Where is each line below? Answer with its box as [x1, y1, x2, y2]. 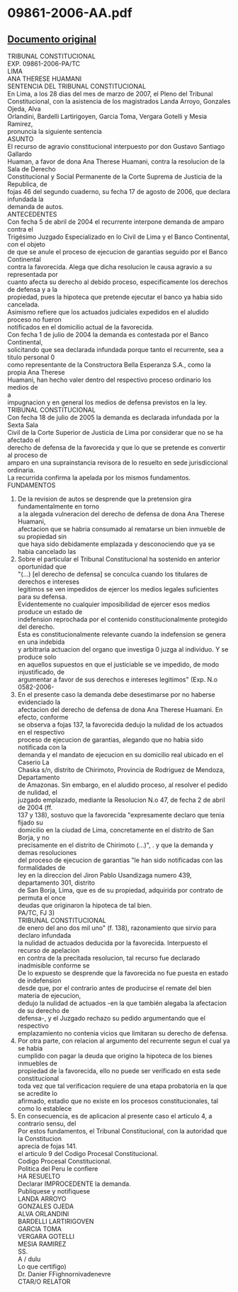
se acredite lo [17, 1089, 58, 1097]
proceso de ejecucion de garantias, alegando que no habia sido [17, 735, 204, 744]
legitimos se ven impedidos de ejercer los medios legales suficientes [17, 585, 219, 593]
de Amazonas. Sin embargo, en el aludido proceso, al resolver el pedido [17, 781, 228, 789]
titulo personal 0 [7, 353, 55, 361]
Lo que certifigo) [17, 1262, 67, 1271]
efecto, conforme [17, 713, 69, 721]
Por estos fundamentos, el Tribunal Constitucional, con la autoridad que [17, 1127, 227, 1135]
